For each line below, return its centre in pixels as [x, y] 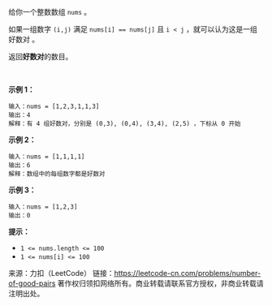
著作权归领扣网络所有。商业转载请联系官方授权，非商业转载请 [160, 283]
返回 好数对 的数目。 [41, 56]
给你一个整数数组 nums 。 [50, 12]
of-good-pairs [32, 283]
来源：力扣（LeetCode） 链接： [62, 273]
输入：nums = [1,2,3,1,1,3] [54, 106]
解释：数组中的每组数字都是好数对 [57, 174]
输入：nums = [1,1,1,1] [47, 157]
